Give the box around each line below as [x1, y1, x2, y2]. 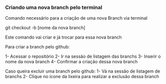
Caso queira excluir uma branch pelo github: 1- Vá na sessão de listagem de [5, 68, 160, 74]
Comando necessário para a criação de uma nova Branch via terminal [5, 15, 148, 21]
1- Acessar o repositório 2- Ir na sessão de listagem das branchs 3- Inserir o [5, 53, 161, 59]
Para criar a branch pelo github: [5, 44, 70, 50]
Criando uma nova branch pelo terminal [5, 4, 103, 11]
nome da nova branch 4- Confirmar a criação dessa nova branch [5, 59, 138, 65]
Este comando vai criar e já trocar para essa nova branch [5, 34, 122, 41]
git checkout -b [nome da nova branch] [5, 25, 86, 31]
